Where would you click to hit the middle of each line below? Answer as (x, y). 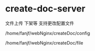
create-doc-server (45, 9)
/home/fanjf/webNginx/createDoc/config (48, 33)
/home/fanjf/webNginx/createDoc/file (44, 42)
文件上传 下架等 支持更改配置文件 (40, 23)
